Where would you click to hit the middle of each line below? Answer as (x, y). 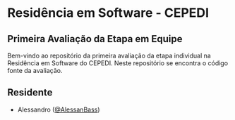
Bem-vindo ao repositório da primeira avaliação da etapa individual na (109, 55)
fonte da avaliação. (35, 71)
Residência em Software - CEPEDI (108, 13)
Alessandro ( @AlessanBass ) (59, 109)
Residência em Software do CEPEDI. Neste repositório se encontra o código (117, 63)
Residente (30, 93)
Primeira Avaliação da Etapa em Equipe (95, 39)
